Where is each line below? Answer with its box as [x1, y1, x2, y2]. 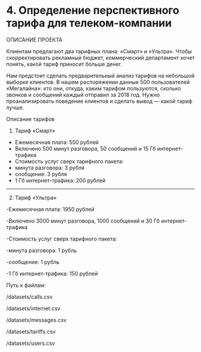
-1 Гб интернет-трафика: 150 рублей [6, 270, 98, 277]
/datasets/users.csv [6, 339, 56, 347]
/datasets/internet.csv [6, 305, 61, 312]
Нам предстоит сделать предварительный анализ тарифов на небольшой [6, 72, 195, 79]
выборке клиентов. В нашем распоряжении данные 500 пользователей [6, 78, 190, 86]
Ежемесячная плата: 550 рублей [14, 138, 99, 145]
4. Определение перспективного [6, 4, 179, 17]
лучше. [6, 104, 25, 111]
